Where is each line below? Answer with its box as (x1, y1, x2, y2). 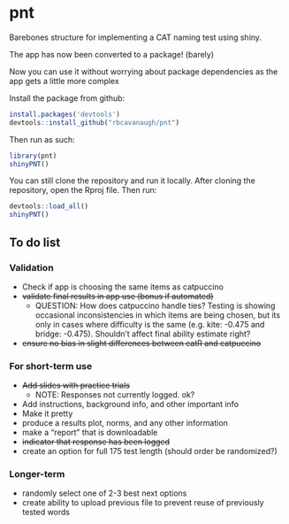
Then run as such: (9, 134, 75, 144)
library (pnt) (9, 151, 57, 160)
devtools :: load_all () (9, 202, 89, 211)
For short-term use (9, 359, 93, 372)
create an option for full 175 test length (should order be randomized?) (21, 446, 278, 457)
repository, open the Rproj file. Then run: (9, 185, 157, 196)
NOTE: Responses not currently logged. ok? (34, 389, 195, 400)
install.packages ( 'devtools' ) (9, 110, 121, 119)
